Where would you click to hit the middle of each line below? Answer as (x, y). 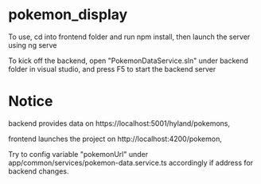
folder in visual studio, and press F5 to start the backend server (112, 69)
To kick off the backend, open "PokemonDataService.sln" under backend (129, 61)
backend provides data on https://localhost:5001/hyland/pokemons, (119, 123)
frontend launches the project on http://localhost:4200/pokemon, (115, 139)
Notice (31, 102)
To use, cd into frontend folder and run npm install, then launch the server (129, 37)
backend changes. (39, 171)
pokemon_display (68, 15)
